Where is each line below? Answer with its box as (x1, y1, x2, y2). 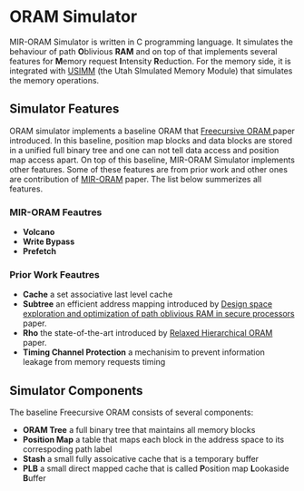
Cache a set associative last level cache (22, 289, 173, 300)
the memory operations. (9, 74, 100, 85)
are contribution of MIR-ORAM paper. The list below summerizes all (9, 173, 262, 184)
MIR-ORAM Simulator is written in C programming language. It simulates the (9, 36, 293, 47)
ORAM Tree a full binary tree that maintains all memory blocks (22, 425, 256, 436)
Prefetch (22, 246, 57, 257)
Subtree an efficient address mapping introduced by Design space (22, 299, 273, 309)
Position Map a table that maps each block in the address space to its (22, 434, 284, 446)
